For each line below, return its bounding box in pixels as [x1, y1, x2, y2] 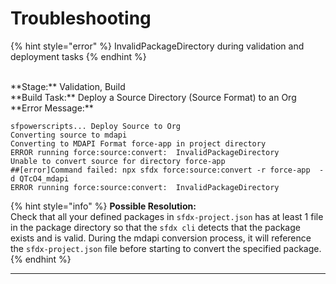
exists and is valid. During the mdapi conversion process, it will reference [10, 232, 312, 244]
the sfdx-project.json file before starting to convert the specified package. [10, 242, 322, 254]
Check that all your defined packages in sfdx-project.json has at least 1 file [10, 210, 324, 222]
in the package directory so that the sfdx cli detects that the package [10, 221, 301, 233]
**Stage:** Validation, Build [10, 80, 126, 92]
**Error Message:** [10, 102, 94, 114]
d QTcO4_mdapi [10, 173, 70, 184]
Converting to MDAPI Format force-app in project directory [10, 138, 267, 149]
